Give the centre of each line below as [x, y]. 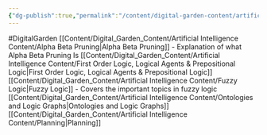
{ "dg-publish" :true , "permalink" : [64, 15]
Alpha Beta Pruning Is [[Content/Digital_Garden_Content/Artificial [114, 55]
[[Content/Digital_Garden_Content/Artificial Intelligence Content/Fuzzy [123, 80]
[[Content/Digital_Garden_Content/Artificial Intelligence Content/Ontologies [131, 97]
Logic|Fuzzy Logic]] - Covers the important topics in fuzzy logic [113, 89]
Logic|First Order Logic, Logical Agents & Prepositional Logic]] [110, 71]
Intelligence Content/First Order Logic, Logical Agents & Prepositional [122, 64]
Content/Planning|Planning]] [55, 122]
